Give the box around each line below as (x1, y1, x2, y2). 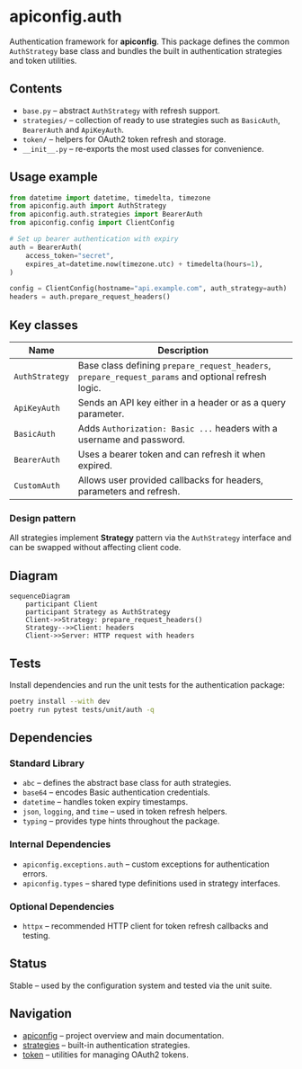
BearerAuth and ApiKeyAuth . (22, 124, 124, 135)
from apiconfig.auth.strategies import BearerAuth (9, 209, 203, 219)
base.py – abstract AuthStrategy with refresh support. (22, 105, 220, 116)
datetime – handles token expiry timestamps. (22, 797, 189, 807)
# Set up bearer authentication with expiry (9, 235, 179, 244)
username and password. (77, 433, 186, 446)
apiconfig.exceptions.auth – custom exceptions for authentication (22, 859, 270, 869)
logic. (77, 382, 102, 394)
